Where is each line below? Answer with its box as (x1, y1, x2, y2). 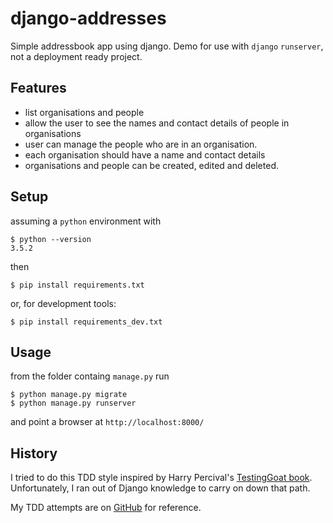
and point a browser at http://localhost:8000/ (10, 416, 205, 428)
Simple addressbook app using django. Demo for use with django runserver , (10, 40, 324, 52)
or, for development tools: (10, 297, 117, 309)
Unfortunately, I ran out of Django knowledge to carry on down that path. (10, 482, 311, 494)
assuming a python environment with (10, 215, 162, 227)
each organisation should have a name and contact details (24, 148, 266, 161)
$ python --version (10, 234, 92, 244)
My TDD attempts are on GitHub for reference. (10, 502, 202, 514)
